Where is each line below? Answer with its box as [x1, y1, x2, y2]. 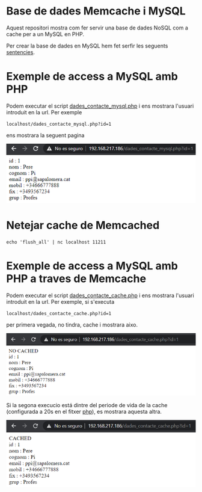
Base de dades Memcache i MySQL [6, 4, 186, 18]
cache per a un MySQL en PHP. [6, 30, 84, 37]
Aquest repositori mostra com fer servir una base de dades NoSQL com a [6, 24, 188, 31]
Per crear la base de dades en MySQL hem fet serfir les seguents [6, 42, 168, 49]
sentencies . [6, 48, 35, 55]
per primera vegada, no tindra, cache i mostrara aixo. [6, 321, 138, 328]
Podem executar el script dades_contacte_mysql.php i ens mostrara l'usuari [6, 102, 194, 109]
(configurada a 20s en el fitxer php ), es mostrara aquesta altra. [6, 408, 162, 416]
